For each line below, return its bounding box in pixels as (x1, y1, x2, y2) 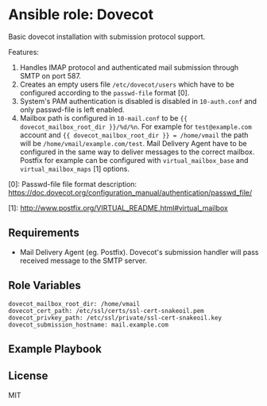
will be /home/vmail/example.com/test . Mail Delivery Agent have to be (19, 138, 248, 148)
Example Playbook (8, 342, 102, 355)
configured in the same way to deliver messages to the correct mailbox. (19, 147, 255, 157)
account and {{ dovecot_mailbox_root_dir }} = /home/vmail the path (19, 130, 249, 140)
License (8, 369, 48, 383)
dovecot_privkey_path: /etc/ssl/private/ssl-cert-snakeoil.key (8, 314, 222, 322)
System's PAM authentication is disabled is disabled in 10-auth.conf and (19, 96, 257, 106)
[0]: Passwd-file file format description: (8, 179, 137, 188)
